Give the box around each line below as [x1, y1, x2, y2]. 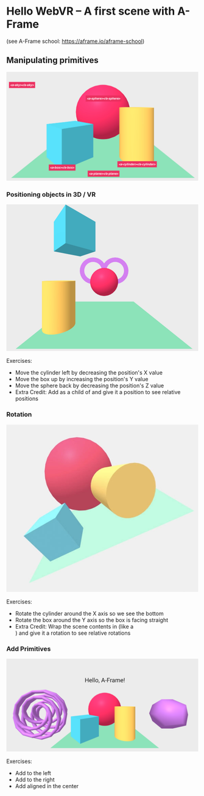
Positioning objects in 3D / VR [6, 190, 96, 199]
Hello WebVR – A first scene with [6, 4, 175, 18]
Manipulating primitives [6, 55, 99, 65]
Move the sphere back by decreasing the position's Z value [15, 382, 164, 389]
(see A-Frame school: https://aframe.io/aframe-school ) [6, 37, 145, 45]
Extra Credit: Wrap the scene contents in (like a [15, 623, 134, 630]
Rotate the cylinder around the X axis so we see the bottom [15, 610, 164, 617]
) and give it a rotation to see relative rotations [15, 629, 131, 637]
